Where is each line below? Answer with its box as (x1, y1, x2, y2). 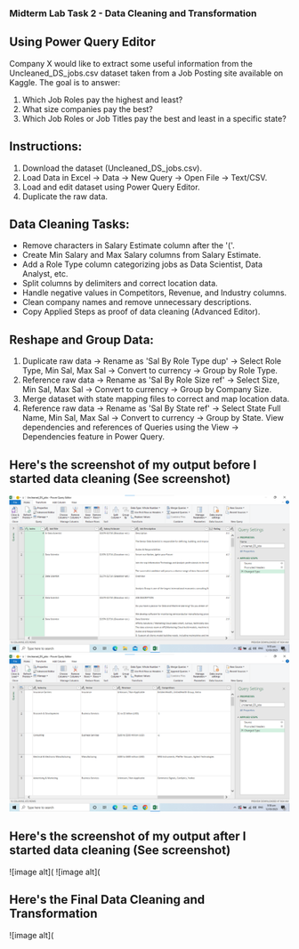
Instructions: (9, 139, 83, 154)
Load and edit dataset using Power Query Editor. (21, 181, 200, 192)
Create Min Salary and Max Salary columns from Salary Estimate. (21, 250, 262, 261)
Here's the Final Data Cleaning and (9, 892, 206, 907)
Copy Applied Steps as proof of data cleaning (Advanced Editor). (21, 306, 261, 318)
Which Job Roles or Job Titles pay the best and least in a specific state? (21, 113, 287, 124)
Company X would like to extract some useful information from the (9, 58, 254, 68)
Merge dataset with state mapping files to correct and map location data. (21, 394, 290, 405)
